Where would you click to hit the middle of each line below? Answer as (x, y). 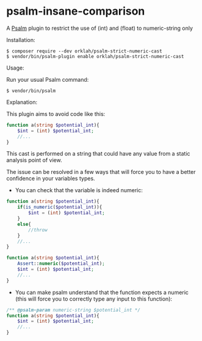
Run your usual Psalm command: (48, 79)
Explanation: (22, 102)
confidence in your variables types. (51, 179)
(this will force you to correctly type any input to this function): (94, 299)
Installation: (21, 40)
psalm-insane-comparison (76, 11)
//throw (38, 230)
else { (24, 224)
